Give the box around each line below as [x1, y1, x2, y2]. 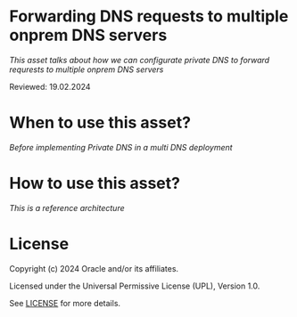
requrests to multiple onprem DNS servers [9, 64, 164, 75]
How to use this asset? [9, 174, 181, 193]
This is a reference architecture [9, 202, 125, 213]
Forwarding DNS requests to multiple [9, 6, 289, 27]
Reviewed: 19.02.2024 [9, 81, 91, 92]
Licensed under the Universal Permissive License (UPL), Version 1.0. [9, 280, 260, 291]
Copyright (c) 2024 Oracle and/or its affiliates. [9, 263, 179, 273]
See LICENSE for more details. [9, 297, 121, 308]
